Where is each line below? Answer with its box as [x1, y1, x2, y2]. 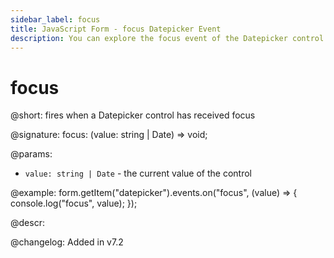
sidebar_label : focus [10, 14, 101, 25]
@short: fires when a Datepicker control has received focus [10, 109, 256, 121]
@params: [10, 148, 53, 160]
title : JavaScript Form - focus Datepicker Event [10, 24, 222, 34]
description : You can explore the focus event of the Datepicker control [10, 33, 325, 43]
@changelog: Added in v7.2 [10, 236, 124, 248]
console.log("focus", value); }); [10, 197, 138, 210]
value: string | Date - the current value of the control [24, 167, 252, 180]
